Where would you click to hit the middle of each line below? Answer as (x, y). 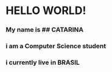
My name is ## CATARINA (45, 30)
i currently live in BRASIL (43, 62)
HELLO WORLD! (46, 11)
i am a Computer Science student (56, 46)
